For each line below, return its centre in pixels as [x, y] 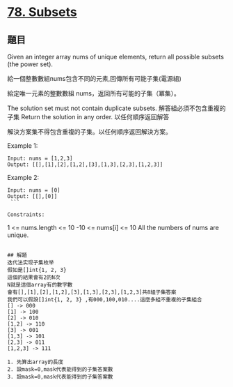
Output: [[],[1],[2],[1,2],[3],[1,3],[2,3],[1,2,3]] [85, 165]
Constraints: [26, 215]
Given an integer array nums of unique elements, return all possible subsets [116, 57]
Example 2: [23, 177]
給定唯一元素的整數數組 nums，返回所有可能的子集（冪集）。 [94, 93]
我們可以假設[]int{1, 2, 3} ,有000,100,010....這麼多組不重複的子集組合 [105, 300]
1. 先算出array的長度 [35, 362]
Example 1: [23, 146]
